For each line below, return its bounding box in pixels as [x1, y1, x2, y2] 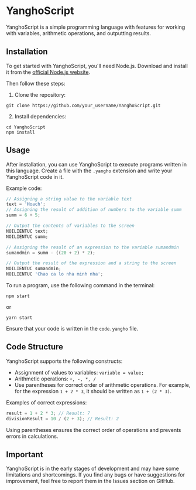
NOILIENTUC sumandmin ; [6, 266, 61, 272]
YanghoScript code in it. [6, 173, 64, 180]
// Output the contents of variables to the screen [6, 223, 135, 229]
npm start [6, 293, 30, 300]
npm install [6, 129, 35, 135]
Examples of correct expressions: [6, 399, 87, 406]
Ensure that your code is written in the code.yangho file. [6, 325, 139, 332]
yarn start [6, 315, 33, 321]
